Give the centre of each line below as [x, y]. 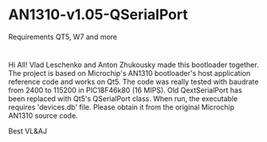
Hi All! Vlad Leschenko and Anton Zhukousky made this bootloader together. [133, 65]
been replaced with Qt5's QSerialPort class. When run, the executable [123, 99]
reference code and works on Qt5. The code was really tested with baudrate [133, 82]
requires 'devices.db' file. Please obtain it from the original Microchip [122, 107]
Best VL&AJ [28, 131]
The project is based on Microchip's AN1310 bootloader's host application [130, 73]
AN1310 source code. [43, 116]
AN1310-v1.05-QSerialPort [98, 15]
